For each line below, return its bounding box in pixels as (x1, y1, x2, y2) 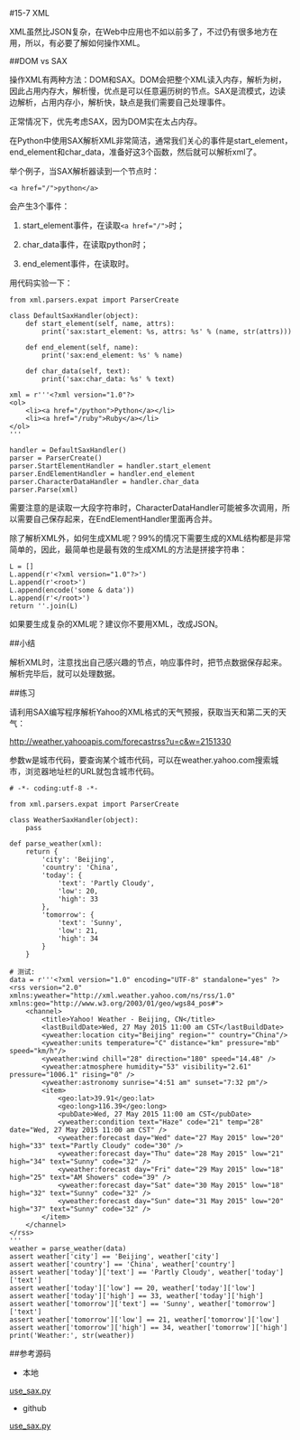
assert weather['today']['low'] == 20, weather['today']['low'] (9, 1284, 256, 1293)
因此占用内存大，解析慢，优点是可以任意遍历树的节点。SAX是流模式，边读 (9, 86, 286, 96)
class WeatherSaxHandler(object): (9, 816, 140, 825)
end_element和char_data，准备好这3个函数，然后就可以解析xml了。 (9, 146, 262, 157)
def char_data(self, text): (25, 367, 131, 376)
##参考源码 (9, 1348, 51, 1359)
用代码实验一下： (9, 277, 73, 288)
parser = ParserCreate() (9, 454, 103, 463)
